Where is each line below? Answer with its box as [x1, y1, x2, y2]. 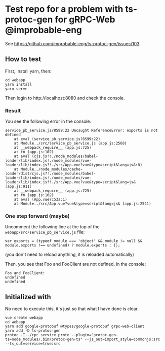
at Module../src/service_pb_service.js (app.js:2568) [14, 141, 127, 146]
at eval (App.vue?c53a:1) [14, 197, 68, 202]
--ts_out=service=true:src [5, 341, 61, 346]
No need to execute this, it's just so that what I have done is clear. [5, 306, 139, 312]
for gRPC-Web [54, 14, 115, 25]
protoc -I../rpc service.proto [5, 333, 70, 338]
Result [5, 107, 21, 114]
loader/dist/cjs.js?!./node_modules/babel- [5, 171, 96, 176]
